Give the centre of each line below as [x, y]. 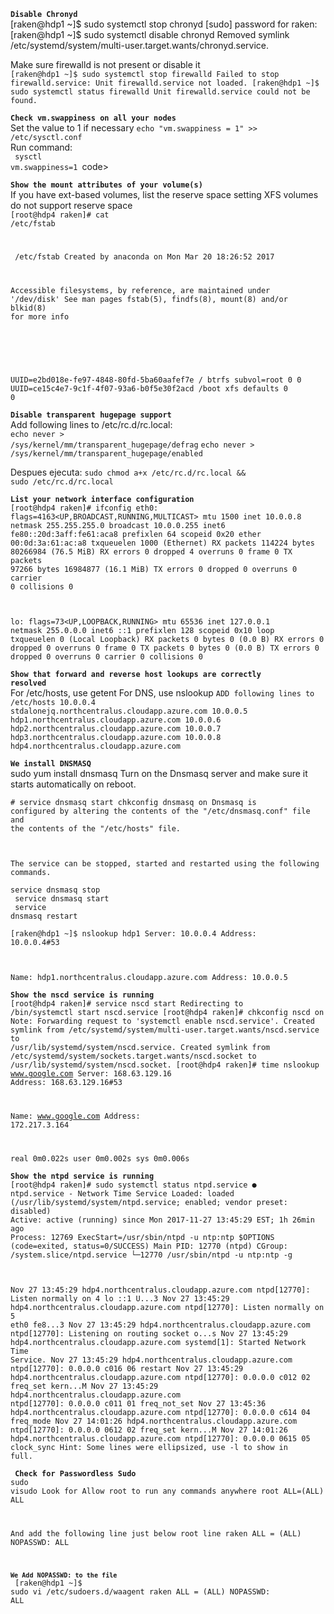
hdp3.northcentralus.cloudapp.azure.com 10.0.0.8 [116, 738]
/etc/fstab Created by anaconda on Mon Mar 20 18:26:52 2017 [144, 257]
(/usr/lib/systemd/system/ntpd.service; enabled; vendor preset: [149, 1203]
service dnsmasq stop [55, 890]
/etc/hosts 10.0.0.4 [53, 703]
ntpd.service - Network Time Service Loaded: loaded [122, 1194]
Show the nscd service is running [82, 995]
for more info [40, 317]
